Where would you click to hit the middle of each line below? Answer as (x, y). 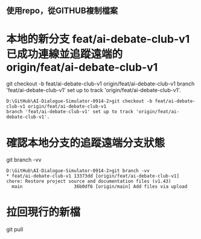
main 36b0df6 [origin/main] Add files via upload (100, 187)
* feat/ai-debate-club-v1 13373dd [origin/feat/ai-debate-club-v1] (93, 176)
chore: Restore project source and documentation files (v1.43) (89, 182)
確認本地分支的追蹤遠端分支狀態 (86, 143)
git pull (15, 229)
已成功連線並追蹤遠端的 (65, 54)
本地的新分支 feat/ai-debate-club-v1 (98, 39)
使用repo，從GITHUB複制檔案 (62, 11)
